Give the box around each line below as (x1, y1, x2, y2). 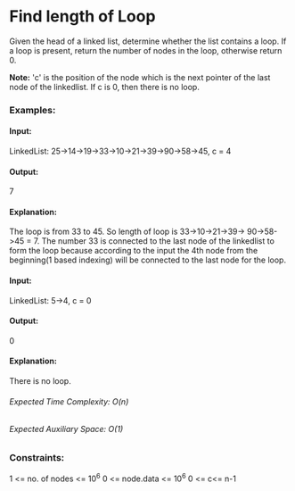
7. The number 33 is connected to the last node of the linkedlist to (33, 236, 275, 246)
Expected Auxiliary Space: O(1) (9, 424, 124, 435)
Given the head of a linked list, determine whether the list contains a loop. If (9, 36, 287, 46)
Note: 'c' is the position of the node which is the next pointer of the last (9, 71, 271, 82)
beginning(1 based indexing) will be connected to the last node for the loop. (9, 254, 287, 265)
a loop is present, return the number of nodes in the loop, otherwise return (9, 45, 283, 55)
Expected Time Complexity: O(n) (9, 395, 129, 407)
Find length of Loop (9, 6, 156, 27)
